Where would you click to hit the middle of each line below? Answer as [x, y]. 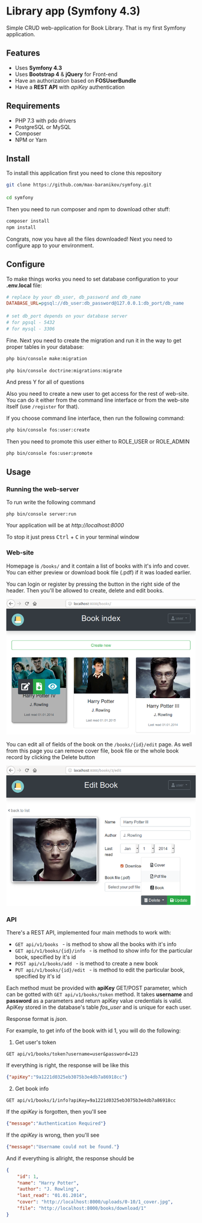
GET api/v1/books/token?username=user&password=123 [72, 1054]
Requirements [33, 106]
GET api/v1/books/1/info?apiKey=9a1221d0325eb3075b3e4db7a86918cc [91, 1101]
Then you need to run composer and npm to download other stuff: [88, 209]
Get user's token [35, 1043]
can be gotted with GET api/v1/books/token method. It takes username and [100, 994]
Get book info [32, 1089]
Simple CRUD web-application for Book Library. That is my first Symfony [96, 28]
